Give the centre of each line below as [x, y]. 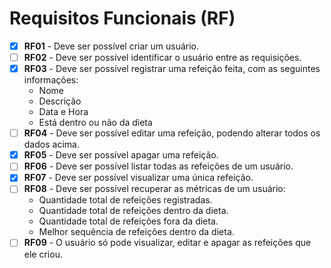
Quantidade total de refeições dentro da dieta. [133, 211]
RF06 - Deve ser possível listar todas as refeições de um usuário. [158, 166]
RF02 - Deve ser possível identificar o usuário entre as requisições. [162, 57]
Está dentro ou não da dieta [95, 123]
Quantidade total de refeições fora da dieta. [128, 221]
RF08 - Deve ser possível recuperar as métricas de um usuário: [154, 189]
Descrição [60, 101]
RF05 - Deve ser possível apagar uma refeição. [121, 155]
